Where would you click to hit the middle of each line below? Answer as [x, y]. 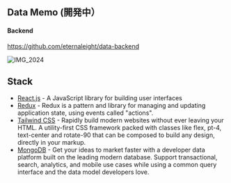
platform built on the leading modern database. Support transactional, [117, 157]
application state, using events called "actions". [85, 113]
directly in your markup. [51, 143]
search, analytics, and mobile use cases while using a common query [117, 165]
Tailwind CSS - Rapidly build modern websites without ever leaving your [120, 120]
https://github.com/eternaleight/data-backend [73, 46]
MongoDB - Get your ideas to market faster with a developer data [111, 150]
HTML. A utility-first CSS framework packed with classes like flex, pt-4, [119, 128]
